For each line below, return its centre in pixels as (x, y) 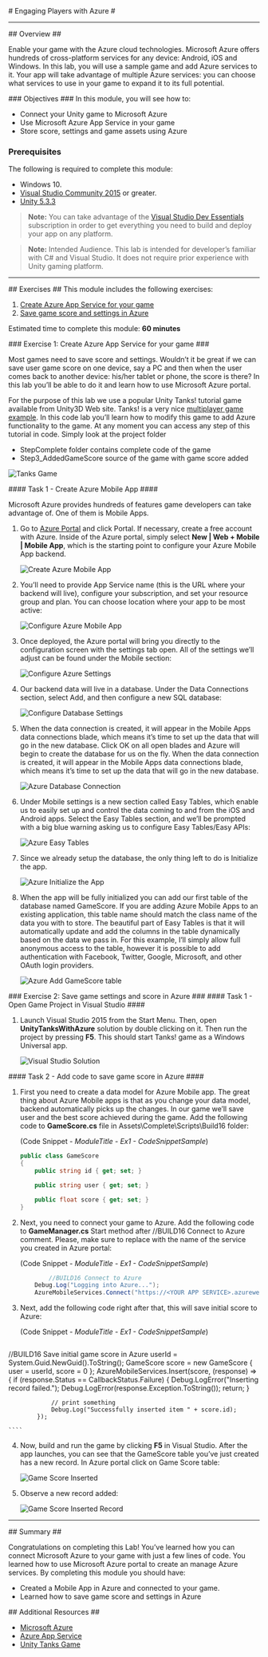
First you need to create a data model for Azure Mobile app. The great (135, 1092)
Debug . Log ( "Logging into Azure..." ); (97, 1285)
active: (31, 610)
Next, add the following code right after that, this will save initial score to (138, 1308)
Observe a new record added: (69, 1493)
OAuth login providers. (57, 965)
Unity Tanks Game (50, 1644)
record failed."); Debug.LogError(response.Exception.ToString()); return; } (129, 1388)
